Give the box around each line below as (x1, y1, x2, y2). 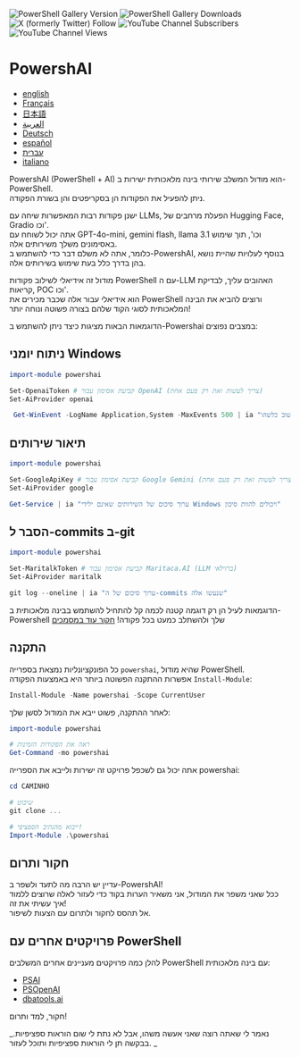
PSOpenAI (21, 984, 61, 995)
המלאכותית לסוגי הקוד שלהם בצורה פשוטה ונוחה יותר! (9, 303, 191, 314)
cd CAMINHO (9, 782, 50, 791)
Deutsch (21, 128, 54, 138)
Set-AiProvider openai (9, 394, 94, 404)
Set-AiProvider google (9, 483, 94, 492)
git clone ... (9, 806, 62, 815)
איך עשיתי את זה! (9, 898, 67, 909)
